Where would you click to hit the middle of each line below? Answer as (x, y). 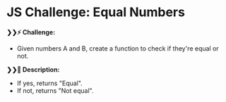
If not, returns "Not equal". (55, 90)
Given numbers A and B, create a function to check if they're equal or (118, 48)
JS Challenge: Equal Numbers (96, 12)
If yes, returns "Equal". (49, 83)
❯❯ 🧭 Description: (33, 69)
